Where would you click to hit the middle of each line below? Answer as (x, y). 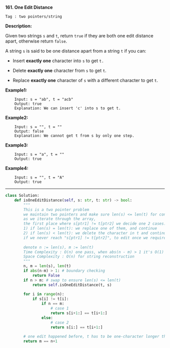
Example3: (17, 145)
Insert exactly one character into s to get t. (58, 61)
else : (47, 318)
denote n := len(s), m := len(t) (59, 247)
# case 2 (60, 322)
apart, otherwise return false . (36, 41)
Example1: (16, 90)
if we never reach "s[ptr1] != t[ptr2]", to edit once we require (95, 238)
